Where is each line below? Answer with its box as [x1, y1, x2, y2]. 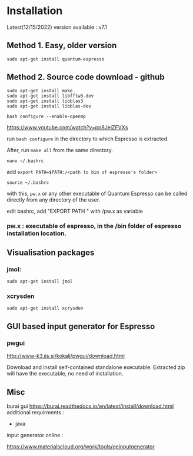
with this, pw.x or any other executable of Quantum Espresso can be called [6, 190, 188, 197]
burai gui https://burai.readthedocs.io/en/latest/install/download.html [6, 403, 174, 410]
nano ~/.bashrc [6, 157, 44, 164]
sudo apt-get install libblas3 [6, 98, 84, 104]
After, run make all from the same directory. [6, 146, 114, 153]
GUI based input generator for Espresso [6, 321, 155, 331]
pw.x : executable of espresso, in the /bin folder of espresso [6, 222, 182, 230]
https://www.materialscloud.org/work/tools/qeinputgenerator [6, 442, 155, 450]
